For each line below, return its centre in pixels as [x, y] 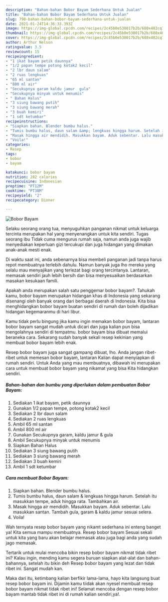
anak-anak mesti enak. [29, 249]
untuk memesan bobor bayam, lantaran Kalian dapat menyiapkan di [85, 357]
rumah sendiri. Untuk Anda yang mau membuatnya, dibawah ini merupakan [83, 362]
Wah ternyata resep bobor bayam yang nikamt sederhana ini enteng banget [83, 527]
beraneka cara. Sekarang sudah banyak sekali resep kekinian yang [74, 337]
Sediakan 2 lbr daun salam [40, 413]
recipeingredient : [25, 56]
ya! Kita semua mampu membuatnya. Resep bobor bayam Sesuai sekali [79, 532]
